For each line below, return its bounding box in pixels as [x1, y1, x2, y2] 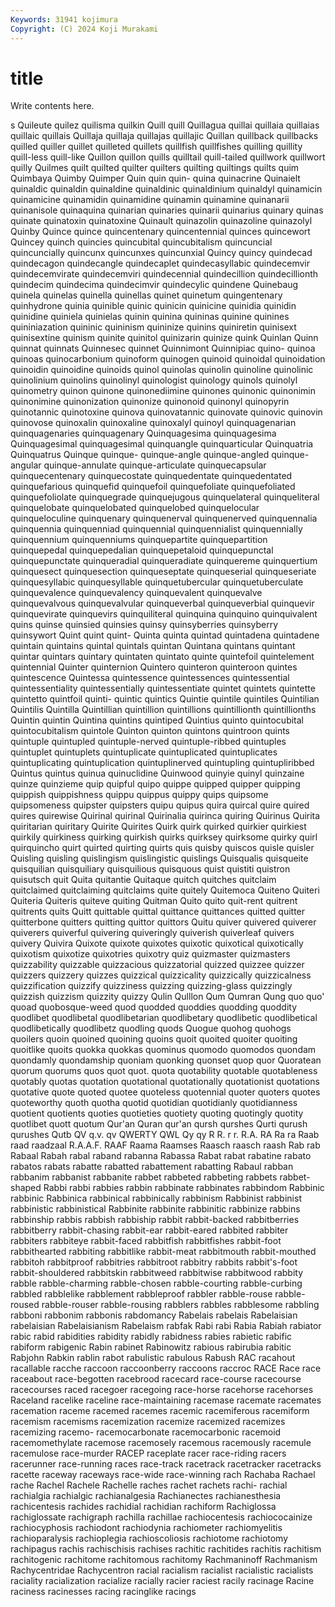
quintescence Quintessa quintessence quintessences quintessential [10, 672, 290, 684]
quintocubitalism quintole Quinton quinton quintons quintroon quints [10, 725, 290, 737]
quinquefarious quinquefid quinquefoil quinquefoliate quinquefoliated [10, 481, 296, 493]
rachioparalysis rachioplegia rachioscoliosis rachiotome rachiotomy [10, 1532, 289, 1545]
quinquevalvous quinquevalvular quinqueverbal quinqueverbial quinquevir [10, 597, 315, 610]
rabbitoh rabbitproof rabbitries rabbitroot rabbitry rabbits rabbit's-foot [10, 1256, 298, 1268]
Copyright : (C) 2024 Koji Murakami [10, 24, 159, 34]
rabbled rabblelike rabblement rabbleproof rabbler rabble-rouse [10, 1288, 273, 1300]
